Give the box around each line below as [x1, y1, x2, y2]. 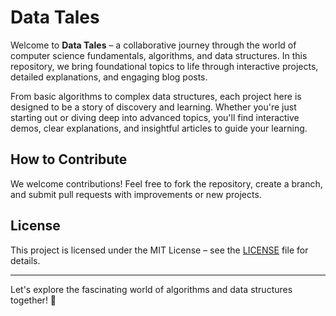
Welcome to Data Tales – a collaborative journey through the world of [10, 39, 297, 51]
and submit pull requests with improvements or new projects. [10, 188, 262, 200]
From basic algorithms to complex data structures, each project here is [10, 90, 302, 102]
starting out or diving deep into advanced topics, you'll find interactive [10, 111, 300, 123]
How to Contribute [10, 151, 128, 168]
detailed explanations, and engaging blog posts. [10, 71, 208, 83]
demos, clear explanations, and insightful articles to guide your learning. [10, 122, 308, 134]
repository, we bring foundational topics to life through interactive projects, [10, 60, 319, 72]
